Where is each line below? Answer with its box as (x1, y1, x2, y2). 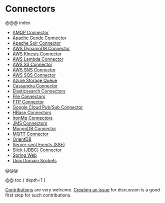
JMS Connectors (12, 120, 47, 126)
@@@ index (5, 20, 31, 26)
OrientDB (12, 136, 31, 142)
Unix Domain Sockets (12, 157, 57, 163)
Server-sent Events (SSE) (12, 141, 65, 147)
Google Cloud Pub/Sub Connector (12, 104, 83, 110)
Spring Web (12, 152, 37, 158)
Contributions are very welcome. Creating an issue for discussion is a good (5, 186, 160, 192)
